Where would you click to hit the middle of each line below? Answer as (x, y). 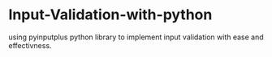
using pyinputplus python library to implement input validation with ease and (136, 37)
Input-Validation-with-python (110, 15)
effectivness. (30, 45)
